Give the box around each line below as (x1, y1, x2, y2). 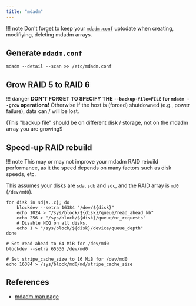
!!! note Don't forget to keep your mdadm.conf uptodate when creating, (6, 25, 174, 32)
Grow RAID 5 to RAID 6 (6, 79, 90, 89)
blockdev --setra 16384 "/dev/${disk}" (16, 205, 115, 211)
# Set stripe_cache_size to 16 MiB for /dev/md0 (6, 257, 128, 262)
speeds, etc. (6, 171, 36, 178)
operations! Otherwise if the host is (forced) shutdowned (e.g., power (20, 101, 190, 109)
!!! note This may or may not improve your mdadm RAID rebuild (6, 158, 159, 165)
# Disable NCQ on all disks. (16, 220, 88, 227)
